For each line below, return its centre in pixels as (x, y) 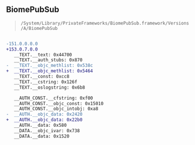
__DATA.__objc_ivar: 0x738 (47, 131)
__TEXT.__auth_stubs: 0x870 (48, 60)
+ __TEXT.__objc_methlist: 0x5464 (50, 71)
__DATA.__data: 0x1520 (41, 136)
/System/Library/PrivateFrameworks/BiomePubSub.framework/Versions (105, 23)
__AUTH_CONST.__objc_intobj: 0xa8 (56, 109)
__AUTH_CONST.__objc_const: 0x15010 (59, 103)
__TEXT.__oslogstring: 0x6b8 (49, 87)
